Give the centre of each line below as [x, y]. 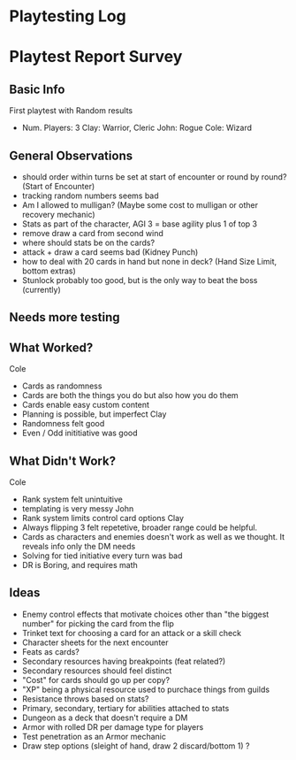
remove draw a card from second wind [92, 233]
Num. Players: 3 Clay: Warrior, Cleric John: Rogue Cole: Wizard [137, 128]
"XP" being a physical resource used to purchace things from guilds [146, 689]
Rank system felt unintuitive [72, 499]
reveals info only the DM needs [79, 547]
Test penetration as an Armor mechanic [94, 736]
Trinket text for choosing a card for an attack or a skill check [131, 633]
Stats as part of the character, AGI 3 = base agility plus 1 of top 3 [140, 224]
